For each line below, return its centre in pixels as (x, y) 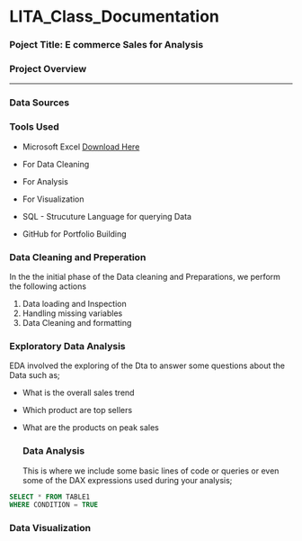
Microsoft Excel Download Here (81, 147)
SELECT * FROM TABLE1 (50, 497)
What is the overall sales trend (78, 392)
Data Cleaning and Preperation (78, 257)
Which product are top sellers (77, 410)
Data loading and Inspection (75, 303)
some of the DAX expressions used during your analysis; (127, 480)
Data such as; (35, 375)
